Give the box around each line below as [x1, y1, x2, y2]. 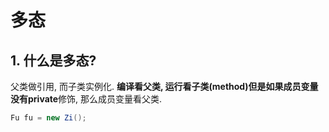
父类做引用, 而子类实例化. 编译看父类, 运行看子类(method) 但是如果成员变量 [10, 81, 319, 92]
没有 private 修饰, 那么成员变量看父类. [10, 93, 163, 105]
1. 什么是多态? [10, 52, 97, 69]
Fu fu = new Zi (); [10, 113, 87, 123]
